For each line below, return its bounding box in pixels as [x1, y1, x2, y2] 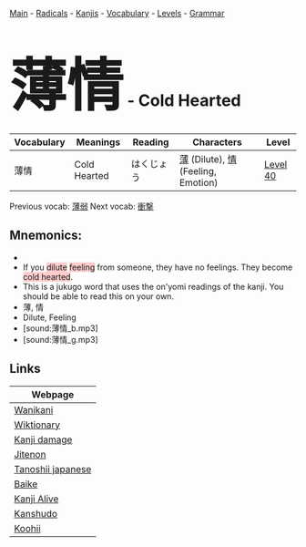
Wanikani [14, 403, 54, 416]
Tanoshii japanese [14, 462, 92, 475]
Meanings [76, 136, 121, 149]
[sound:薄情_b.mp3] [22, 323, 98, 334]
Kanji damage [14, 433, 73, 446]
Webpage [31, 387, 75, 400]
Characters [192, 136, 243, 149]
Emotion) [178, 176, 219, 189]
